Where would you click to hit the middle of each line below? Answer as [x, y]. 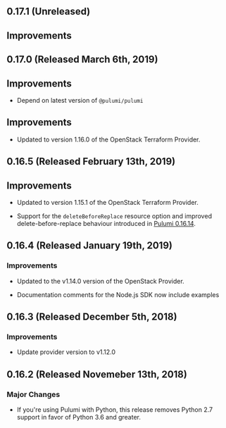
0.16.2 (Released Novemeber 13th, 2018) [97, 374]
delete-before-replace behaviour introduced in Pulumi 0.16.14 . [106, 224]
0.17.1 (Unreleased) [49, 12]
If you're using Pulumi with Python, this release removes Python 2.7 [115, 410]
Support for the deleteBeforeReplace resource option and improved [114, 216]
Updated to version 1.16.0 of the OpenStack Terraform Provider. [108, 139]
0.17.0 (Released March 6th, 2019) [82, 59]
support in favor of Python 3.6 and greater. [79, 417]
